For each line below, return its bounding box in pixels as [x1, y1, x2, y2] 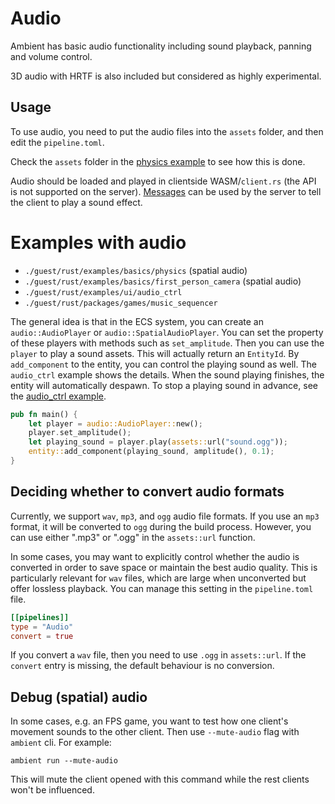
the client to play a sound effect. [10, 196, 143, 208]
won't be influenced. [10, 784, 95, 796]
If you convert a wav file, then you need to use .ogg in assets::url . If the [10, 649, 307, 661]
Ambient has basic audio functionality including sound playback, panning [10, 40, 312, 52]
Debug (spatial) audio [10, 688, 148, 706]
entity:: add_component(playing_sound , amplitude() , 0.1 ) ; [28, 447, 275, 457]
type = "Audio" [10, 622, 74, 632]
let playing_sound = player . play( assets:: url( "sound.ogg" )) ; [28, 437, 288, 447]
